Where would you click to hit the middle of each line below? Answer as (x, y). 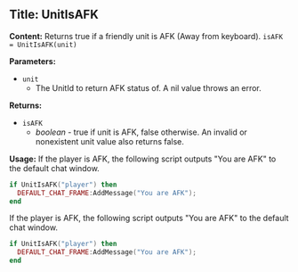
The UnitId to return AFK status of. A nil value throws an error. (148, 87)
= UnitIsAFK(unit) (43, 45)
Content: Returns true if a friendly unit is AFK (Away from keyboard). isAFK (146, 36)
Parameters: (32, 61)
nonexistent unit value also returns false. (110, 141)
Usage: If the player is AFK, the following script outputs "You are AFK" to (143, 159)
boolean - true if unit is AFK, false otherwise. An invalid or (141, 132)
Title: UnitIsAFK (54, 15)
